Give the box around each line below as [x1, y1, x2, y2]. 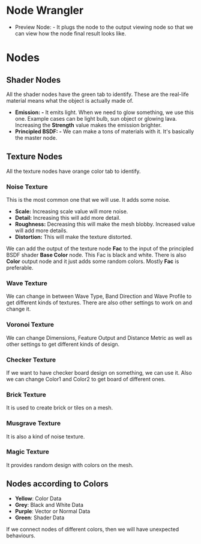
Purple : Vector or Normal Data [14, 507, 91, 515]
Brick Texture [6, 390, 46, 399]
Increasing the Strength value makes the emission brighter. [14, 121, 162, 128]
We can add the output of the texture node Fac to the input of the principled [6, 245, 194, 252]
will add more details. [14, 227, 68, 234]
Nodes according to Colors [6, 479, 109, 489]
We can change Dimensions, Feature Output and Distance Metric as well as [6, 334, 193, 341]
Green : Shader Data [14, 514, 65, 521]
